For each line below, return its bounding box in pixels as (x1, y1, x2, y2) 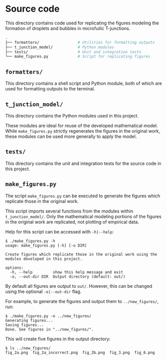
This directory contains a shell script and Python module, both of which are (5, 80, 162, 86)
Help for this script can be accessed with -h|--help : (5, 228, 114, 234)
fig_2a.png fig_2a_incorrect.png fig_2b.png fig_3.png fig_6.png (5, 350, 155, 355)
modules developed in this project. (5, 256, 82, 261)
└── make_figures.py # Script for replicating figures (5, 54, 151, 59)
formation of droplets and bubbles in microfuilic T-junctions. (5, 25, 131, 31)
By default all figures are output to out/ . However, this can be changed (5, 283, 153, 289)
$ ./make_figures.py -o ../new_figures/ (5, 313, 92, 318)
